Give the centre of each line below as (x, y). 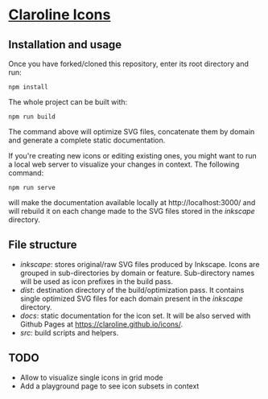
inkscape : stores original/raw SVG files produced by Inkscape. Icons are (140, 264)
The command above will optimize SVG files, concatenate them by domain (132, 132)
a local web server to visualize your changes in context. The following (124, 164)
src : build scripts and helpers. (69, 332)
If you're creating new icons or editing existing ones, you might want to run (133, 156)
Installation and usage (65, 45)
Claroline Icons (60, 15)
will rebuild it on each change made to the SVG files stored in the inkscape (132, 211)
